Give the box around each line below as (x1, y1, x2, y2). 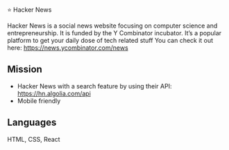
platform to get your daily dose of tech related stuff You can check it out (7, 37, 214, 44)
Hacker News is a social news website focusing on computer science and (7, 21, 218, 30)
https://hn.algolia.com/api (17, 89, 92, 97)
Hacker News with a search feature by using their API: (17, 82, 172, 90)
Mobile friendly (17, 96, 61, 105)
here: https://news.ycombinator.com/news (7, 44, 128, 52)
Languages (7, 117, 57, 129)
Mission (7, 64, 43, 75)
